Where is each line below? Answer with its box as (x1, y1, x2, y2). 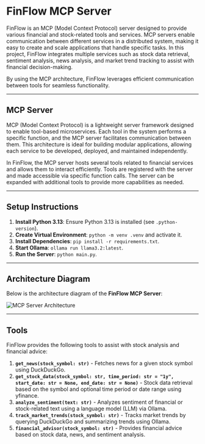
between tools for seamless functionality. (6, 81, 110, 89)
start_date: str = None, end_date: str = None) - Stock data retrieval (15, 379, 193, 387)
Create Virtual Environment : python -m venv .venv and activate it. (15, 231, 182, 238)
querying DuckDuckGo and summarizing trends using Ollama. (15, 418, 171, 425)
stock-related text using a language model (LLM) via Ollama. (15, 405, 167, 412)
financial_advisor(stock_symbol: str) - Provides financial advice (15, 424, 182, 432)
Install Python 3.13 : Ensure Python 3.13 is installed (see (15, 218, 154, 225)
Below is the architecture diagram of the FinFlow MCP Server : (6, 290, 163, 297)
